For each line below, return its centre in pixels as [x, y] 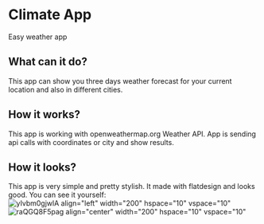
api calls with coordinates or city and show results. [91, 142]
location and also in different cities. [66, 89]
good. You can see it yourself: [57, 195]
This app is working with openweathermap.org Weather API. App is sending [132, 134]
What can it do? [48, 62]
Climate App [50, 15]
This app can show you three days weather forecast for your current [120, 81]
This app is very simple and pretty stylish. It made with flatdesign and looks [132, 187]
